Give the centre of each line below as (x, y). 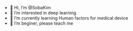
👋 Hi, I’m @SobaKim (30, 8)
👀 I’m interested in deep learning (43, 13)
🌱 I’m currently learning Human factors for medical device (69, 18)
